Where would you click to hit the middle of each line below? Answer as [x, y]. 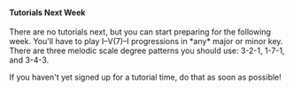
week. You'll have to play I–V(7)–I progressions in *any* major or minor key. [146, 42]
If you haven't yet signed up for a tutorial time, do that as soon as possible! [145, 77]
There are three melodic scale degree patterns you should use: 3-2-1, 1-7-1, [147, 51]
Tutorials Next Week [47, 12]
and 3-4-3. [29, 60]
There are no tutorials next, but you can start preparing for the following [140, 32]
